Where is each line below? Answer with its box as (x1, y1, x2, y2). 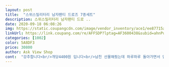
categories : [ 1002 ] (5, 36, 46, 41)
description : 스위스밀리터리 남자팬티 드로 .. (5, 17, 91, 22)
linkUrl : (5, 31, 24, 36)
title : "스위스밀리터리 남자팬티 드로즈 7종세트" (5, 12, 96, 17)
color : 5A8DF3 (5, 40, 35, 45)
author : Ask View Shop (5, 49, 53, 54)
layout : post (5, 7, 33, 13)
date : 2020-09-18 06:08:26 (5, 21, 62, 27)
